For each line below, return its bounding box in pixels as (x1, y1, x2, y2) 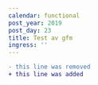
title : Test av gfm (8, 33, 73, 42)
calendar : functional (8, 11, 80, 20)
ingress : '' (8, 41, 48, 49)
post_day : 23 (8, 26, 52, 34)
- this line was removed (8, 63, 91, 71)
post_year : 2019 (8, 19, 62, 27)
